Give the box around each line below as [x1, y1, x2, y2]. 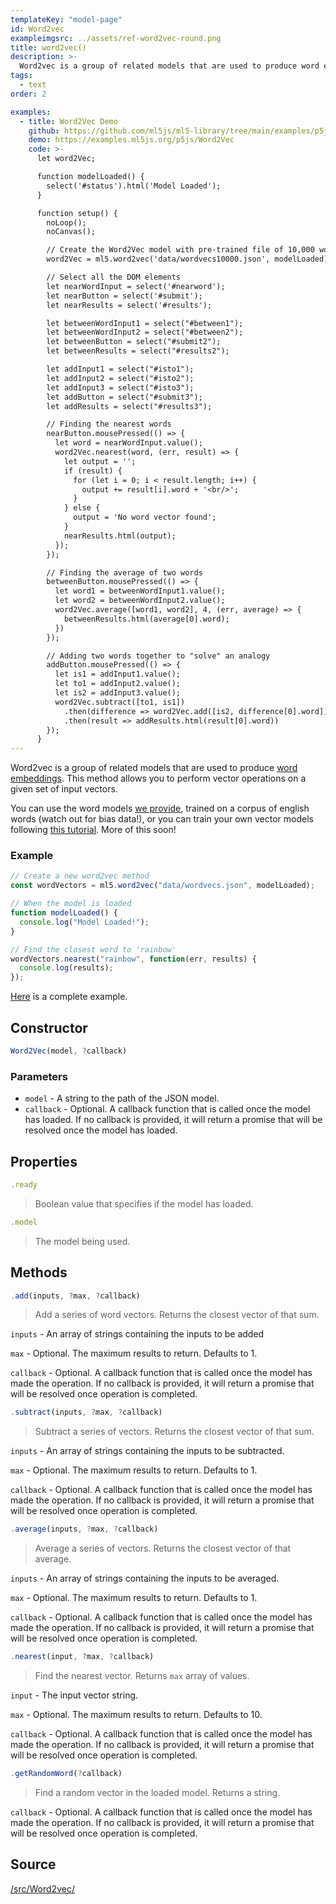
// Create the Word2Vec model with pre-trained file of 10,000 [46, 245, 315, 255]
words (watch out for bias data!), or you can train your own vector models [10, 813, 314, 825]
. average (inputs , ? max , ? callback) [10, 1524, 159, 1535]
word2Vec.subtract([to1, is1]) [54, 697, 186, 707]
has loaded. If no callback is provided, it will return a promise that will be [24, 1114, 323, 1126]
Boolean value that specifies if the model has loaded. [34, 1197, 254, 1210]
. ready [10, 1179, 38, 1190]
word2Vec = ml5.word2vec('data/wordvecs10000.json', [46, 254, 271, 265]
